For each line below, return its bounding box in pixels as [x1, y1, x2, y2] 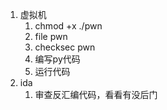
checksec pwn [34, 41, 96, 53]
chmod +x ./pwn [34, 20, 103, 32]
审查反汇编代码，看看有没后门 [34, 89, 158, 100]
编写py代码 [34, 53, 81, 65]
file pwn [34, 31, 68, 42]
